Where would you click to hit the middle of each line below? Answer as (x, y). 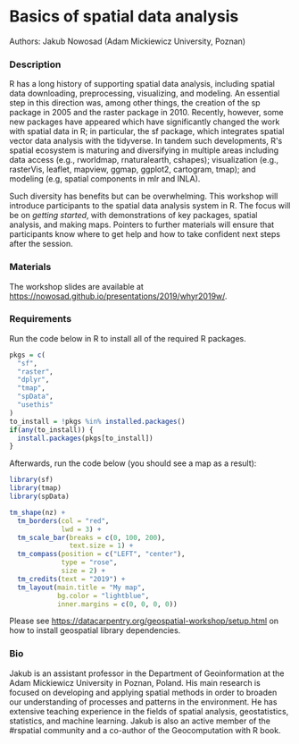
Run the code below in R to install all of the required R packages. (128, 338)
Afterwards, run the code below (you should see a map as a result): (133, 463)
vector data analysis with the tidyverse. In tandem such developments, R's (146, 141)
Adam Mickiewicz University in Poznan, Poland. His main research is (135, 682)
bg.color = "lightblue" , (103, 596)
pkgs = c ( (28, 355)
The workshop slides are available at (77, 286)
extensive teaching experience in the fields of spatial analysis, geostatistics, (149, 711)
